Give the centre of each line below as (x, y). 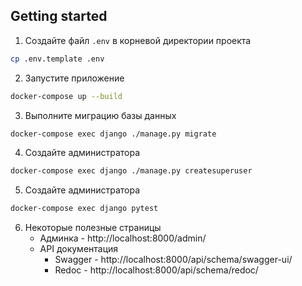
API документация (79, 249)
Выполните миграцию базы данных (100, 115)
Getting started (59, 16)
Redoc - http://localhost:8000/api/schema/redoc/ (156, 270)
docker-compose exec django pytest (84, 209)
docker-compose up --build (66, 96)
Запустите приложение (74, 78)
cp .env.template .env (57, 59)
